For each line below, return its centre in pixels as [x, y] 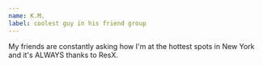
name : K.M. [27, 16]
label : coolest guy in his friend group [78, 23]
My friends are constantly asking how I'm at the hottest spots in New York [131, 46]
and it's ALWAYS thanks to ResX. [64, 55]
